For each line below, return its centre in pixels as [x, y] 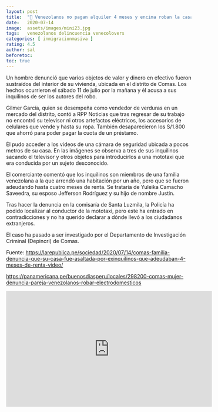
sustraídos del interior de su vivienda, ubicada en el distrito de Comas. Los [96, 84]
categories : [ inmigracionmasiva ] [50, 39]
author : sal [21, 50]
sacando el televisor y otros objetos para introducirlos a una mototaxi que [95, 157]
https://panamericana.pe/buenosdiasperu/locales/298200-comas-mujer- [95, 276]
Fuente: [15, 252]
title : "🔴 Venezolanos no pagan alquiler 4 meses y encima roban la [93, 17]
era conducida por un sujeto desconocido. [57, 163]
